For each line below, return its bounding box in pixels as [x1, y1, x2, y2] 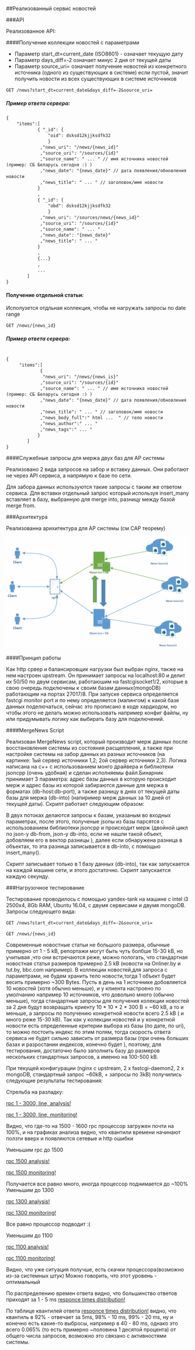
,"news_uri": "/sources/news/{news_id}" [40, 214, 140, 220]
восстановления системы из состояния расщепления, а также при [6, 744, 173, 751]
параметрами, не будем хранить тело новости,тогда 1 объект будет [6, 972, 176, 980]
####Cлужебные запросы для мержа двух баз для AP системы [6, 454, 165, 462]
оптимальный [6, 1279, 40, 1286]
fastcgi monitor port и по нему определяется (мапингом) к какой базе [6, 697, 180, 704]
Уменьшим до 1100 [6, 1232, 53, 1239]
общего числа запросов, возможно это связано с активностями [6, 1332, 166, 1339]
